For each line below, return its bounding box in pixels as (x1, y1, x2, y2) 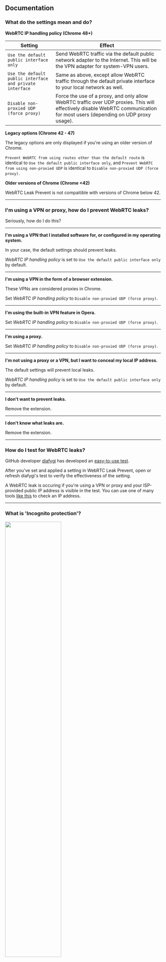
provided (5, 488, 24, 494)
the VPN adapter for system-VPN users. (55, 63, 149, 69)
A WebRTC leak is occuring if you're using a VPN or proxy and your (5, 482, 142, 488)
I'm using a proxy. (5, 333, 43, 339)
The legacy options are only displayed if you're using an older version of (5, 139, 152, 145)
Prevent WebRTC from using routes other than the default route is (5, 154, 145, 160)
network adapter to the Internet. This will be (55, 57, 157, 64)
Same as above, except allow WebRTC (55, 71, 145, 78)
